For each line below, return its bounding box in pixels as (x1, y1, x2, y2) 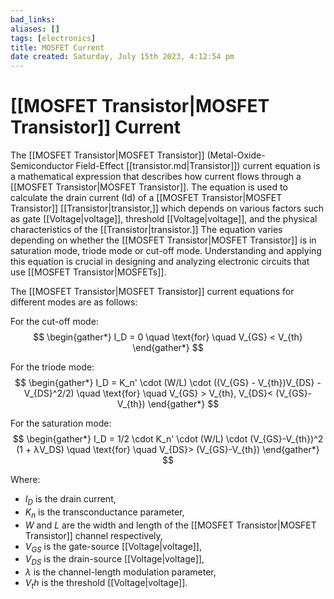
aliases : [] (10, 24, 60, 34)
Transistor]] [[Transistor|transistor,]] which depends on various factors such (10, 202, 325, 215)
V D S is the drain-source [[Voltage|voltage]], (24, 553, 205, 568)
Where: (10, 474, 41, 486)
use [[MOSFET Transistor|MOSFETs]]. (10, 266, 167, 278)
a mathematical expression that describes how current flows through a (10, 171, 302, 183)
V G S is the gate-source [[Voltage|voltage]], (24, 540, 203, 555)
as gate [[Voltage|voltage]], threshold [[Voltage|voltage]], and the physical (10, 213, 318, 225)
